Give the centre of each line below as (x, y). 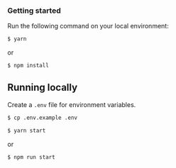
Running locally (43, 88)
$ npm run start (31, 157)
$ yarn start (27, 130)
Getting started (34, 11)
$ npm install (28, 66)
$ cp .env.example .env (43, 118)
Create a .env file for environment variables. (72, 104)
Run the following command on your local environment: (88, 26)
